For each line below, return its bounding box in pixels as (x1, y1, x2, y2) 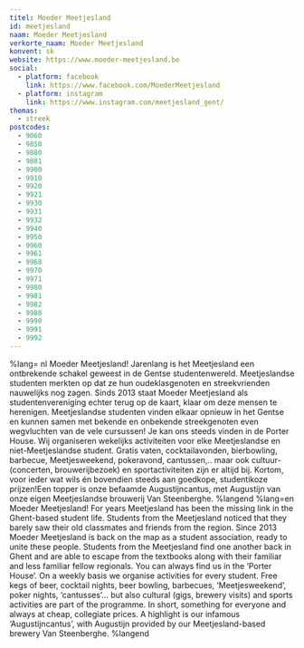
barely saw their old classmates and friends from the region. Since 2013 (9, 522, 278, 533)
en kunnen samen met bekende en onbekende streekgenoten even (9, 416, 260, 427)
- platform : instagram (17, 89, 103, 98)
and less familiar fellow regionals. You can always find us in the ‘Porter (9, 560, 272, 571)
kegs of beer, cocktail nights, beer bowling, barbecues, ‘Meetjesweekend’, (9, 579, 287, 590)
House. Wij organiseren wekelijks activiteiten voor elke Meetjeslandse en (9, 435, 280, 446)
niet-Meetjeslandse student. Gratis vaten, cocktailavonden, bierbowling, (9, 445, 278, 456)
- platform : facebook (17, 73, 100, 82)
